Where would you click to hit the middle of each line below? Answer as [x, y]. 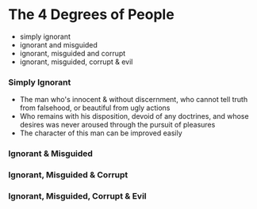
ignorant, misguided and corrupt [73, 53]
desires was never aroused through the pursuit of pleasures [117, 125]
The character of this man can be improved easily [101, 133]
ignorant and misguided [58, 44]
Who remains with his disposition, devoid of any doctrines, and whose [134, 116]
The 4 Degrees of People [91, 15]
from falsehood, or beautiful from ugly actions [95, 108]
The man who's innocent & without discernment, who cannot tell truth [134, 100]
